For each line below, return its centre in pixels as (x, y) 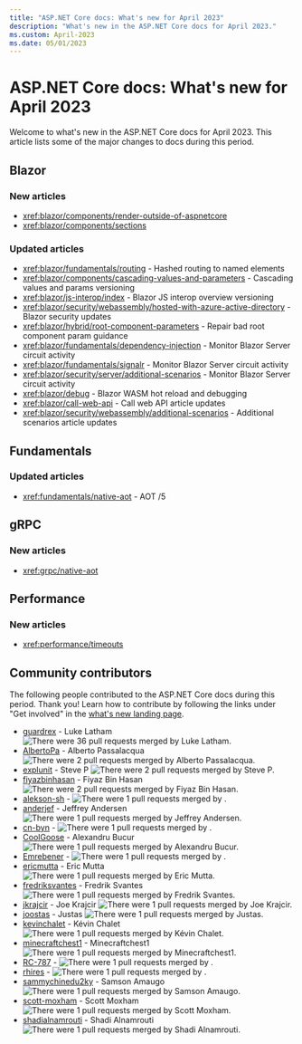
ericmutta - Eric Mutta (63, 867)
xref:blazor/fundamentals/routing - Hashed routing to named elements (153, 269)
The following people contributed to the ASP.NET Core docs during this (142, 694)
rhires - (36, 972)
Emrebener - (46, 857)
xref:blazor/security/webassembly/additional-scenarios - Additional (148, 413)
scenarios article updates (70, 423)
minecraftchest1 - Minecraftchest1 (86, 943)
